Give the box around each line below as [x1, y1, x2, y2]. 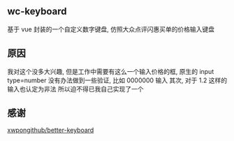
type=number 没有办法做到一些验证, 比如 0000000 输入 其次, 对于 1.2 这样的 [7, 76, 228, 84]
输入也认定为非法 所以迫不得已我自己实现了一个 [7, 84, 144, 93]
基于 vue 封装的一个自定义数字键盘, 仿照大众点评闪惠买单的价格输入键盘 [7, 24, 215, 34]
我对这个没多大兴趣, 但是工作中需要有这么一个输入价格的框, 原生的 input [7, 67, 214, 75]
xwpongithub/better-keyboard [7, 126, 94, 135]
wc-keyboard [7, 6, 68, 17]
